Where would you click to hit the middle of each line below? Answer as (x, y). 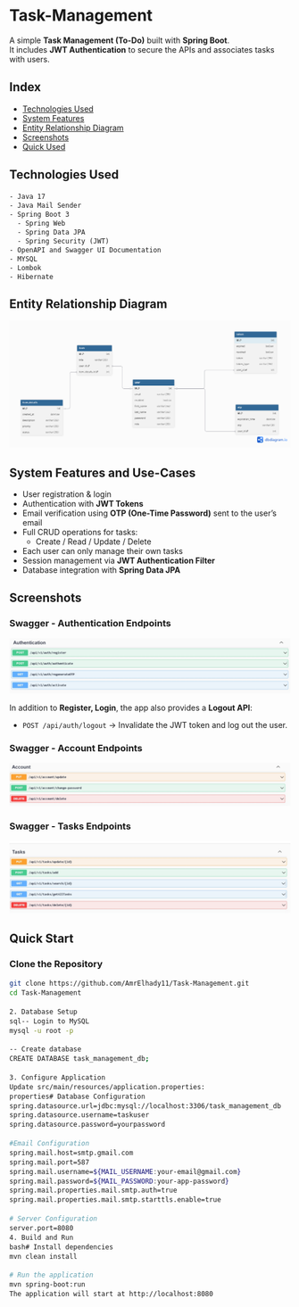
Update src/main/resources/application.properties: (107, 1087)
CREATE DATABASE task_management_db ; (79, 1059)
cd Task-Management (46, 993)
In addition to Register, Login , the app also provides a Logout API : (131, 708)
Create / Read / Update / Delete (93, 542)
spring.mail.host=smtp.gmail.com (71, 1153)
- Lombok (25, 268)
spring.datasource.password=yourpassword (87, 1125)
